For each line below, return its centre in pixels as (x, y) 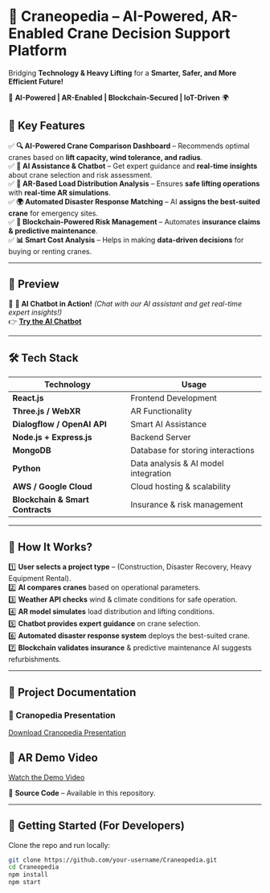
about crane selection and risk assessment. (80, 175)
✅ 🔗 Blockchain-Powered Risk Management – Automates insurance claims (135, 221)
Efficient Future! (36, 81)
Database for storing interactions (192, 451)
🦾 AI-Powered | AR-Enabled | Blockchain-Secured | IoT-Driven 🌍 (119, 97)
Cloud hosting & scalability (181, 487)
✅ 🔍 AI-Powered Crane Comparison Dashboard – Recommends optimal (129, 146)
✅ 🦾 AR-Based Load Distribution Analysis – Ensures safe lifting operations (134, 183)
